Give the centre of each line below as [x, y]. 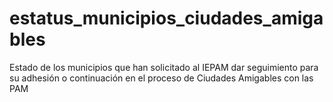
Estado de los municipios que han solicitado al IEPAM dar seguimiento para [164, 67]
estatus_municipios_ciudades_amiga [166, 18]
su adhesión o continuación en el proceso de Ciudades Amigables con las [161, 78]
